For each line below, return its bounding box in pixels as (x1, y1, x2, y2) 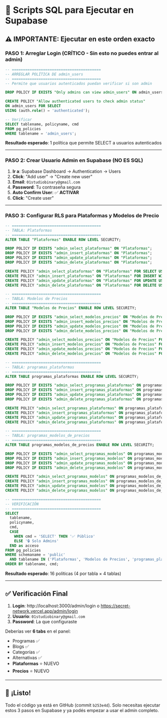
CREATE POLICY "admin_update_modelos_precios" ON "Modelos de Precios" (5, 347, 157, 352)
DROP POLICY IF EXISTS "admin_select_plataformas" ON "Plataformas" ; (5, 246, 153, 251)
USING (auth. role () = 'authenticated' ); (5, 108, 90, 113)
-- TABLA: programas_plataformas (5, 364, 75, 369)
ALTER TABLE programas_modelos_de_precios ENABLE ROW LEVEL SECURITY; (5, 442, 155, 447)
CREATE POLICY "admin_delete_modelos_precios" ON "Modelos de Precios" (5, 351, 157, 357)
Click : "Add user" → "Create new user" (12, 173, 93, 179)
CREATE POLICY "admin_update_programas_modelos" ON (5, 484, 114, 489)
